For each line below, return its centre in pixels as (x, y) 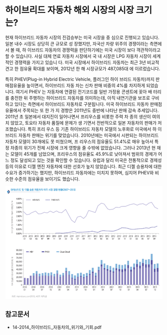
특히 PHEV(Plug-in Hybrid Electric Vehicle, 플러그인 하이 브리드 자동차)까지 (80, 79)
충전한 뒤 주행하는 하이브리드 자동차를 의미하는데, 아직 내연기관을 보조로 (80, 98)
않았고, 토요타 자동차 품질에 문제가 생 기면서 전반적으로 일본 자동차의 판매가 (83, 123)
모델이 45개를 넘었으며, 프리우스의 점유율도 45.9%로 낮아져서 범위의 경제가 (83, 154)
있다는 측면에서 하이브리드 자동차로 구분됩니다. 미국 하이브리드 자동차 (82, 104)
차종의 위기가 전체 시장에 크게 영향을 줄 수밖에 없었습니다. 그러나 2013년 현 (83, 148)
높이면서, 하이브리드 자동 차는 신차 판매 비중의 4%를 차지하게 (86, 85)
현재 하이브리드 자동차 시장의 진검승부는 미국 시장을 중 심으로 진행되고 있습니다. (82, 37)
